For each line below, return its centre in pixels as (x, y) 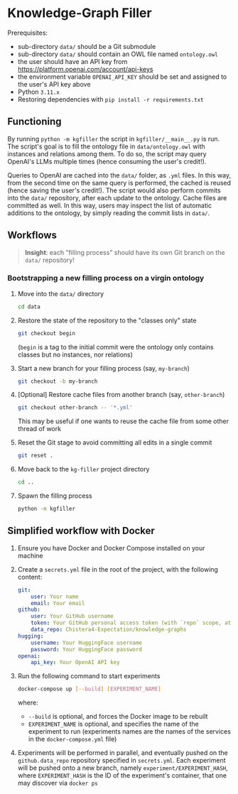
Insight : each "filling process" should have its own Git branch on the (125, 252)
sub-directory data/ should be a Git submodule (87, 46)
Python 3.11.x (39, 92)
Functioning (34, 122)
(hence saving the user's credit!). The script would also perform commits (114, 190)
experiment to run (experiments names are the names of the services (129, 732)
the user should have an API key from (72, 61)
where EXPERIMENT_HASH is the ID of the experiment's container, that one (122, 776)
